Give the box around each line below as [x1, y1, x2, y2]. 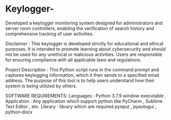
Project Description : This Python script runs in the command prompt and [5, 67, 159, 73]
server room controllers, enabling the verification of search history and [5, 25, 154, 31]
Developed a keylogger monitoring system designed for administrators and [5, 20, 163, 26]
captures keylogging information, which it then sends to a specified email [5, 72, 159, 78]
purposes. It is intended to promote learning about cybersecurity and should [5, 46, 166, 52]
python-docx [5, 109, 33, 115]
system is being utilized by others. [5, 82, 78, 89]
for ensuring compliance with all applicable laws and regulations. [5, 56, 142, 63]
